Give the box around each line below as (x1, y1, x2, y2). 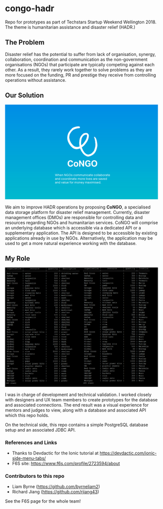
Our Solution (5, 91, 44, 100)
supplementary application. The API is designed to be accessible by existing (5, 230, 158, 236)
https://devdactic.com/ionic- (99, 450, 157, 456)
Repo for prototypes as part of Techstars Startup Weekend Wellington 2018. (5, 19, 157, 25)
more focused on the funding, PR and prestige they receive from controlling (5, 72, 156, 78)
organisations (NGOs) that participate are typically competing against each (5, 61, 155, 67)
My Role (5, 254, 31, 263)
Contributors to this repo (5, 472, 65, 479)
